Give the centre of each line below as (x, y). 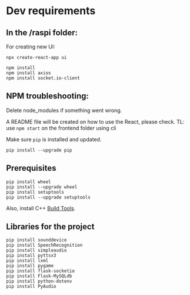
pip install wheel (29, 182)
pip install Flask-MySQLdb (39, 276)
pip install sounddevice (36, 240)
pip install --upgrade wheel (42, 187)
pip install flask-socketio (41, 271)
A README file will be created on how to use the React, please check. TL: (95, 121)
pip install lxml (27, 261)
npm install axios (29, 73)
